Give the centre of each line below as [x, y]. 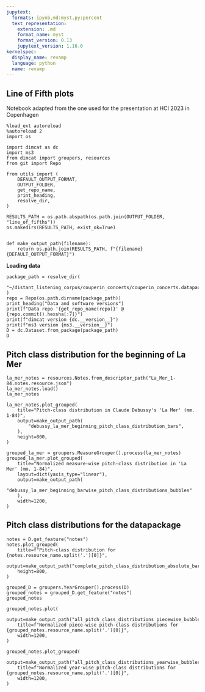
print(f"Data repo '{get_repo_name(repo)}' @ [65, 309]
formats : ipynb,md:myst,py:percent [57, 18]
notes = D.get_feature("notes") [47, 539]
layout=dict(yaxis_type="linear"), [63, 474]
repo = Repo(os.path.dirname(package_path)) [64, 298]
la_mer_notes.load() [33, 389]
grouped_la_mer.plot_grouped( [45, 458]
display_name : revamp [39, 57]
